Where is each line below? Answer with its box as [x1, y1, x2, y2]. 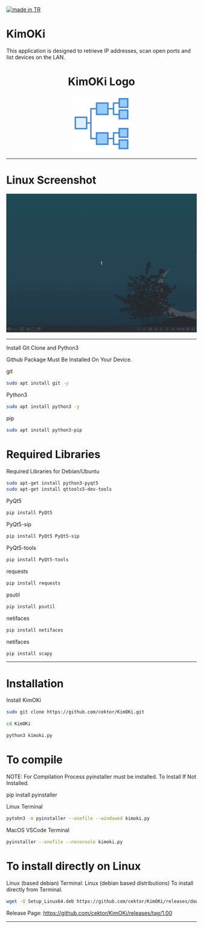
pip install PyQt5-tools [6, 557, 69, 563]
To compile [6, 753, 63, 767]
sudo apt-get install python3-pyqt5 [6, 480, 98, 486]
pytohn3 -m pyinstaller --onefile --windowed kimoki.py [6, 815, 150, 821]
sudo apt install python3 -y [6, 403, 80, 410]
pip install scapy [6, 650, 53, 656]
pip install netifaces [6, 627, 63, 633]
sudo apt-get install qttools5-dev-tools [6, 486, 112, 493]
